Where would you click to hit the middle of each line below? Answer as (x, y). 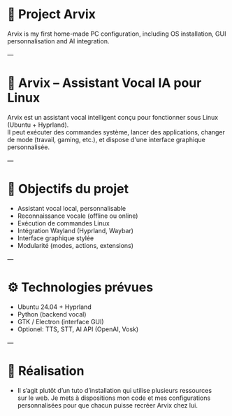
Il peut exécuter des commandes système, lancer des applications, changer (116, 132)
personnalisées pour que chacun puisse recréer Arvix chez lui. (107, 405)
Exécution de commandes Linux (63, 223)
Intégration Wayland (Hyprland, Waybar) (75, 230)
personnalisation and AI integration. (58, 41)
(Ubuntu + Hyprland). (38, 125)
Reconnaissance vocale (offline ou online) (78, 216)
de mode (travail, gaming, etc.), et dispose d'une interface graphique (107, 139)
